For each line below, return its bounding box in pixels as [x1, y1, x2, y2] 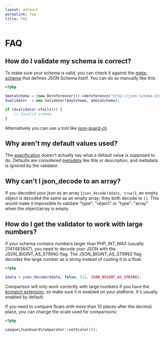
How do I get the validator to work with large [5, 220, 143, 228]
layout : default [5, 7, 38, 12]
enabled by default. [5, 294, 45, 300]
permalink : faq [5, 12, 36, 17]
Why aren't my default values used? [5, 140, 118, 148]
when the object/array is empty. [5, 206, 70, 212]
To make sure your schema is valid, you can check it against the [5, 70, 135, 76]
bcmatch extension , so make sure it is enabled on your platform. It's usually [5, 288, 158, 295]
